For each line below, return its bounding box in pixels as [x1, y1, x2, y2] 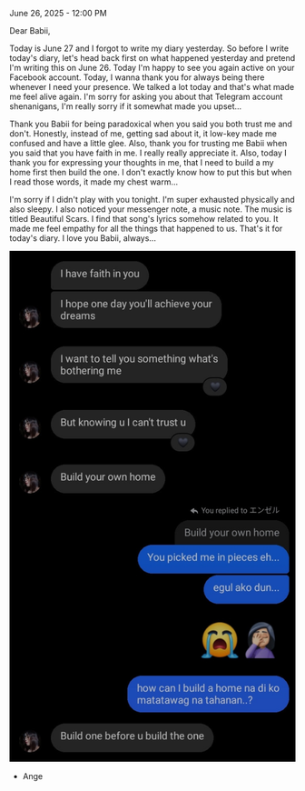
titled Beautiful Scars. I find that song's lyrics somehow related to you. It [9, 214, 279, 224]
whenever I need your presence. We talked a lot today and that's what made [9, 82, 295, 92]
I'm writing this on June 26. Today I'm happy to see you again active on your [9, 63, 295, 73]
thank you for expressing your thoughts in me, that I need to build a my [9, 157, 274, 167]
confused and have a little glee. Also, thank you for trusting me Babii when [9, 138, 288, 148]
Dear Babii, [9, 25, 51, 35]
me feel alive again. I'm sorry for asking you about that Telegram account [9, 91, 283, 102]
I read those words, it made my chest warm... [9, 176, 179, 187]
